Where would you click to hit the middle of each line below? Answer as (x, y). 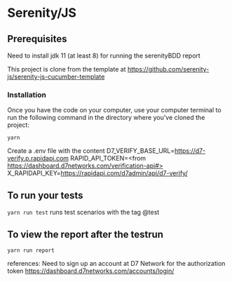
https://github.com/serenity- (168, 69)
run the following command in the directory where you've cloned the (106, 118)
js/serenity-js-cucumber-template (56, 76)
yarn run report (31, 250)
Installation (27, 95)
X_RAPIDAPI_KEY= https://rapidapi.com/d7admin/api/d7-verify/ (97, 173)
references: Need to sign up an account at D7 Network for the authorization (116, 263)
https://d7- (190, 151)
